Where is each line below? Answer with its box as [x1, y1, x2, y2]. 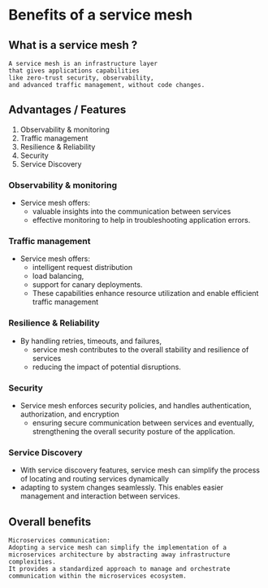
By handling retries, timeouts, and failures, [19, 336, 162, 346]
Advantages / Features [8, 103, 127, 117]
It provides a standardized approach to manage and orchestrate [8, 565, 231, 573]
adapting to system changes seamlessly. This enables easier [19, 482, 224, 493]
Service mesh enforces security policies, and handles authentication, [19, 401, 252, 410]
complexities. [8, 558, 57, 566]
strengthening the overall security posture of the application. [32, 427, 236, 436]
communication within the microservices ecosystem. [8, 572, 187, 581]
